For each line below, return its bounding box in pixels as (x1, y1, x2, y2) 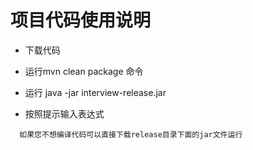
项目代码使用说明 (10, 9, 152, 32)
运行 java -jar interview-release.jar (24, 86, 167, 98)
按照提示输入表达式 (24, 107, 105, 120)
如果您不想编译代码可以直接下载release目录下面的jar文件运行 (19, 129, 243, 140)
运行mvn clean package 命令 (24, 65, 144, 77)
